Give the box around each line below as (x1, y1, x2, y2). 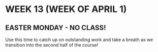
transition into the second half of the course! (5, 42, 99, 48)
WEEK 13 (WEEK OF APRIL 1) (5, 3, 127, 15)
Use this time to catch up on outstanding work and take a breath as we (5, 36, 153, 42)
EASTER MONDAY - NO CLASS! (5, 23, 106, 32)
